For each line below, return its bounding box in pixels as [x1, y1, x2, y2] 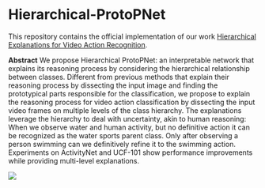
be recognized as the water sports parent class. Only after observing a [8, 130, 239, 140]
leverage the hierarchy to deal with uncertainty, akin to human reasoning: [8, 114, 247, 123]
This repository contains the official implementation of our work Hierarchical [8, 32, 257, 41]
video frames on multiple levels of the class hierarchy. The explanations [8, 105, 242, 115]
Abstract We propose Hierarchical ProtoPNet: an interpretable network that [8, 55, 255, 65]
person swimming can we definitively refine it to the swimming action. [8, 139, 236, 149]
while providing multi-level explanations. [8, 156, 140, 165]
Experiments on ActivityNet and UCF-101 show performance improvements [8, 148, 253, 157]
